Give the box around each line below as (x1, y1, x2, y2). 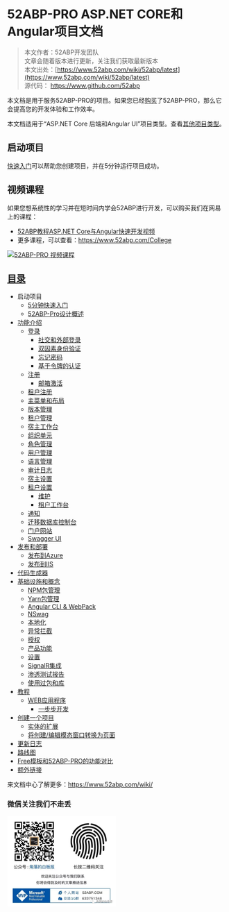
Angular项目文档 (7, 24, 103, 40)
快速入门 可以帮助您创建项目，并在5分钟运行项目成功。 (7, 161, 163, 170)
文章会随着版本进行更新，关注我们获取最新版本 (24, 56, 158, 65)
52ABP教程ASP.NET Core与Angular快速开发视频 (17, 227, 155, 235)
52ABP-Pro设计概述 (27, 310, 85, 318)
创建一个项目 (17, 713, 54, 722)
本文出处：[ (24, 65, 58, 74)
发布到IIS (27, 560, 54, 568)
